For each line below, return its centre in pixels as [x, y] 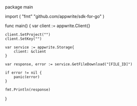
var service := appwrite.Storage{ [40, 47]
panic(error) [27, 77]
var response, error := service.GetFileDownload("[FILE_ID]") [69, 64]
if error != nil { [23, 73]
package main [19, 7]
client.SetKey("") [23, 39]
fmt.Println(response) [28, 90]
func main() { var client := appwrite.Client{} [48, 26]
